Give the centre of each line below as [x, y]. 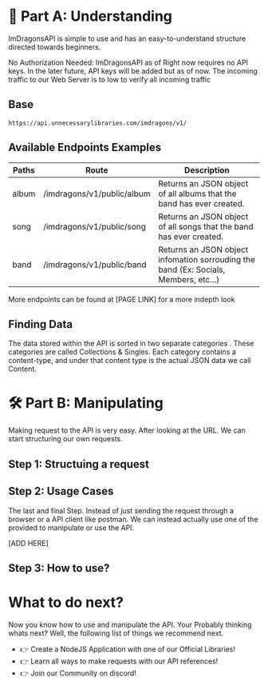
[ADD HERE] [29, 543]
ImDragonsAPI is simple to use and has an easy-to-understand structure [127, 38]
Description [207, 170]
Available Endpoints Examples [85, 148]
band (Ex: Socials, [192, 269]
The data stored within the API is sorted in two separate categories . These [131, 344]
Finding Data [41, 324]
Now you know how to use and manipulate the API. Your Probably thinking [130, 624]
